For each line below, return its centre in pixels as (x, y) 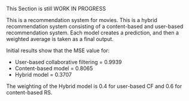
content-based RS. (29, 92)
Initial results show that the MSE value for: (58, 50)
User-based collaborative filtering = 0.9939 (68, 62)
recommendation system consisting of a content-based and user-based (95, 26)
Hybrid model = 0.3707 (43, 75)
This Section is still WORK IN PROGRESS (56, 9)
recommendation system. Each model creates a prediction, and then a (93, 33)
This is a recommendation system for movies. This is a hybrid (82, 20)
